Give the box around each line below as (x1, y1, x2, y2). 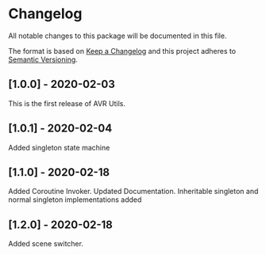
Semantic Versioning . (8, 55, 78, 64)
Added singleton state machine (8, 143, 110, 152)
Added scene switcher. (8, 239, 83, 249)
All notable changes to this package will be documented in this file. (8, 31, 227, 40)
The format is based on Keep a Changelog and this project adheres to (8, 46, 237, 55)
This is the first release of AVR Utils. (8, 98, 125, 108)
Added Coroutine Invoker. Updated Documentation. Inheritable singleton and (8, 187, 259, 196)
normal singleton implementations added (8, 195, 142, 204)
